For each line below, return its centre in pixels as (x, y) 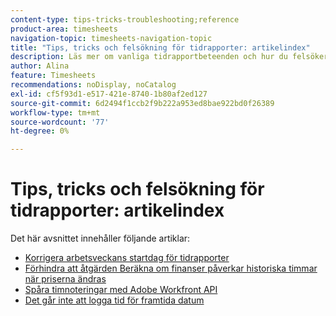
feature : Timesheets (53, 76)
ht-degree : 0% (40, 131)
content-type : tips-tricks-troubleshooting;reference (125, 19)
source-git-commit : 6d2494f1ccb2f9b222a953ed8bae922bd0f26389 (142, 103)
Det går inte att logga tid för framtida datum (114, 300)
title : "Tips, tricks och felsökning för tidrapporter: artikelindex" (160, 47)
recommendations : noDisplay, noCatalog (93, 85)
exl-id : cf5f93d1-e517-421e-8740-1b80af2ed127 (109, 94)
